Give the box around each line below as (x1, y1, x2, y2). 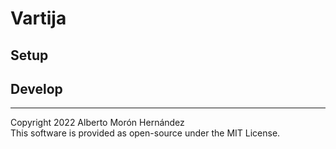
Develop (10, 80, 63, 97)
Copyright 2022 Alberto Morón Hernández (10, 117, 185, 129)
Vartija (10, 7, 67, 30)
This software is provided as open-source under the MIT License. (10, 127, 281, 139)
